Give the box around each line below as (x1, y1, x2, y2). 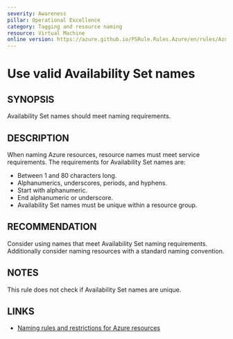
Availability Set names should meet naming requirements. (7, 112, 171, 120)
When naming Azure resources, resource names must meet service (7, 150, 200, 158)
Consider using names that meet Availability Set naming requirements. (7, 239, 208, 247)
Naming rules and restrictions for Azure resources (17, 324, 161, 332)
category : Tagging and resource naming (7, 23, 123, 30)
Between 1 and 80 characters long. (17, 171, 117, 179)
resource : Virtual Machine (7, 29, 85, 37)
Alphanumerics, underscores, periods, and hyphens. (17, 179, 168, 187)
